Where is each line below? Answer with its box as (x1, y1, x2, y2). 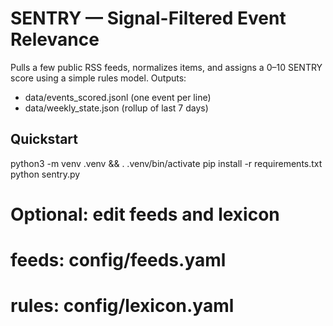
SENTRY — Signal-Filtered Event (10, 7, 287, 30)
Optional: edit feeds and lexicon (10, 203, 280, 226)
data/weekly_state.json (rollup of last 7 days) (24, 102, 209, 114)
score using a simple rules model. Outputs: (10, 72, 187, 84)
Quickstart (10, 131, 79, 148)
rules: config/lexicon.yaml (10, 295, 235, 317)
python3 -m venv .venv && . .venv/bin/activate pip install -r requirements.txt (10, 157, 323, 169)
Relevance (10, 28, 100, 51)
